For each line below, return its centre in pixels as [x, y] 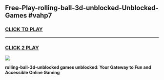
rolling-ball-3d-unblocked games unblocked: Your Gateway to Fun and [78, 67]
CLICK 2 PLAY [22, 48]
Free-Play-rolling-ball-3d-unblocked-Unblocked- [82, 8]
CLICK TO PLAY [24, 30]
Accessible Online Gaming [32, 72]
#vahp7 [40, 16]
